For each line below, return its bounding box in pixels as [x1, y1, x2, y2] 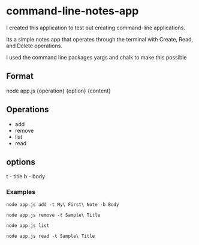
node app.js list [6, 222, 50, 229]
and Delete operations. [6, 42, 63, 49]
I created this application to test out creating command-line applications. [6, 24, 186, 31]
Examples [6, 188, 36, 196]
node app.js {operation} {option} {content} [6, 87, 111, 94]
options [6, 157, 36, 167]
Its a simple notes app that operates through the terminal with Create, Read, [6, 35, 194, 43]
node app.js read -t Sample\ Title [6, 233, 95, 239]
